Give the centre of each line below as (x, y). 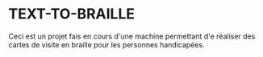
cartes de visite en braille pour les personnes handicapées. (106, 44)
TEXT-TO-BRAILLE (72, 14)
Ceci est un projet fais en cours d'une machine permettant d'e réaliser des (132, 36)
